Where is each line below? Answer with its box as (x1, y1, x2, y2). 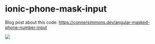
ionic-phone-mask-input (5, 3, 107, 15)
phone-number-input (5, 24, 47, 30)
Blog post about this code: (5, 19, 58, 25)
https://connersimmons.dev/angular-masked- (58, 19, 150, 25)
